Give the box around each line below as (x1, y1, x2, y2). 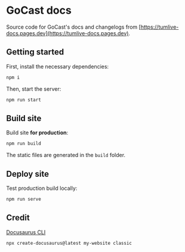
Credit (6, 213, 30, 223)
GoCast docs (6, 4, 72, 17)
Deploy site (6, 168, 50, 179)
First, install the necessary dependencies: (6, 63, 109, 70)
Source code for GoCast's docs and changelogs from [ (6, 23, 141, 30)
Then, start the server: (6, 85, 61, 93)
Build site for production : (6, 129, 69, 136)
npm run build (6, 141, 42, 147)
